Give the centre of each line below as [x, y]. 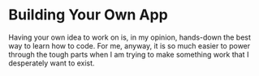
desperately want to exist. [52, 63]
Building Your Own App [88, 15]
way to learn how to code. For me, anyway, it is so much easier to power [129, 45]
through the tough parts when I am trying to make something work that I [129, 54]
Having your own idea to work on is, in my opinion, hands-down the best [130, 37]
